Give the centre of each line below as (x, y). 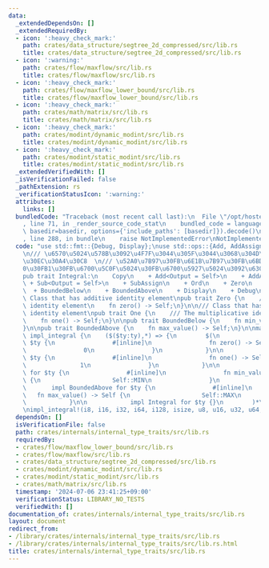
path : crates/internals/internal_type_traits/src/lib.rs (112, 432)
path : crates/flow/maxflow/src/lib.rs (87, 68)
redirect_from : (34, 529)
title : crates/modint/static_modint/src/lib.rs (103, 165)
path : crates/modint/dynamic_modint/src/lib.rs (103, 134)
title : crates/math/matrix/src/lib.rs (87, 120)
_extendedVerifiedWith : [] (60, 172)
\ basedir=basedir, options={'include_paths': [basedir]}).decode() (139, 232)
